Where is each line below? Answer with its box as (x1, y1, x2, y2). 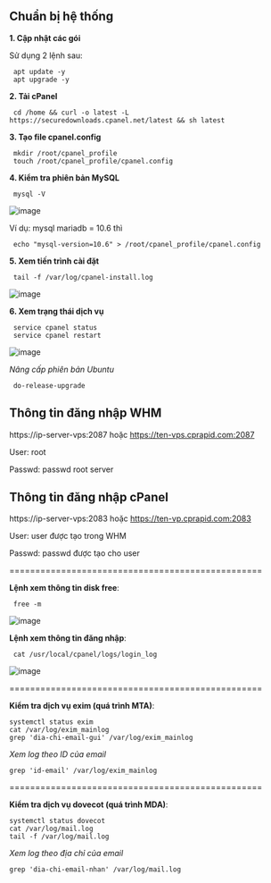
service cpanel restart (12, 331, 102, 340)
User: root (9, 446, 46, 457)
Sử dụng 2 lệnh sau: (9, 50, 83, 61)
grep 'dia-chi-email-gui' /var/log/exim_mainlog (9, 734, 193, 743)
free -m (12, 600, 42, 609)
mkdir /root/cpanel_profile (12, 148, 118, 157)
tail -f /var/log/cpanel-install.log (12, 273, 153, 282)
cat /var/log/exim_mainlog (9, 726, 110, 735)
